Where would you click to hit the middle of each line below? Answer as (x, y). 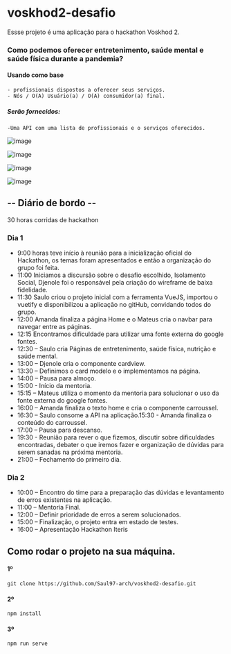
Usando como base (36, 75)
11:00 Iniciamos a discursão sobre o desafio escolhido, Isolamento (111, 275)
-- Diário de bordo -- (52, 203)
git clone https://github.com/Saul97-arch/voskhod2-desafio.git (102, 584)
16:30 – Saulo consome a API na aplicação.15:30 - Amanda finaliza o (114, 415)
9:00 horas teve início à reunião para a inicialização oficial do (104, 253)
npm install (24, 614)
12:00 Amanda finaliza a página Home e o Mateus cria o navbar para (115, 319)
